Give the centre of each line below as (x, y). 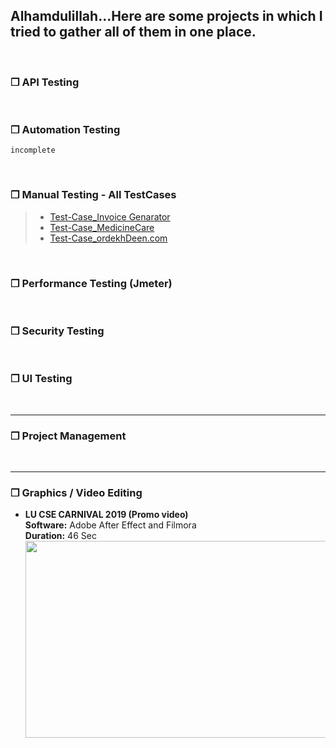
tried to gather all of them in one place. (133, 32)
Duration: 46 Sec (60, 536)
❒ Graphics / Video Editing (76, 492)
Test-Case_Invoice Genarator (110, 216)
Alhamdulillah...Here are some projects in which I (166, 16)
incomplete (33, 150)
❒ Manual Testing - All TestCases (93, 195)
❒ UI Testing (41, 379)
